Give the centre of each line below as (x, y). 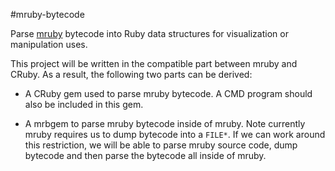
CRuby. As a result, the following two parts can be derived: (131, 74)
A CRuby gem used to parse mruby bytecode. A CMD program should (168, 93)
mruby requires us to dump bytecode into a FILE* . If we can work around (175, 134)
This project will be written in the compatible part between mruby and (154, 63)
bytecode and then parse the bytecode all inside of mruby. (145, 155)
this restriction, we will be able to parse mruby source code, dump (161, 145)
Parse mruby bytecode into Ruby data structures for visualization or (149, 33)
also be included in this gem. (84, 104)
